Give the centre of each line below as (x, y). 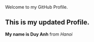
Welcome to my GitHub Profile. (37, 7)
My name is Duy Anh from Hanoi (39, 34)
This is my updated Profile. (47, 22)
